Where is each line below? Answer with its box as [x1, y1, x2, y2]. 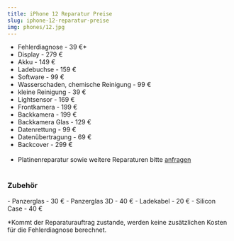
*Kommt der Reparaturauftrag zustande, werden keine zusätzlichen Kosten [7, 218, 228, 226]
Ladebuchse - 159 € [17, 65, 77, 74]
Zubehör [7, 181, 38, 191]
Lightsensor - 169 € [17, 95, 75, 104]
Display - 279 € [17, 50, 63, 59]
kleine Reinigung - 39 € [17, 88, 87, 96]
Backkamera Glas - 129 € [17, 118, 92, 127]
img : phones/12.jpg [7, 23, 65, 30]
